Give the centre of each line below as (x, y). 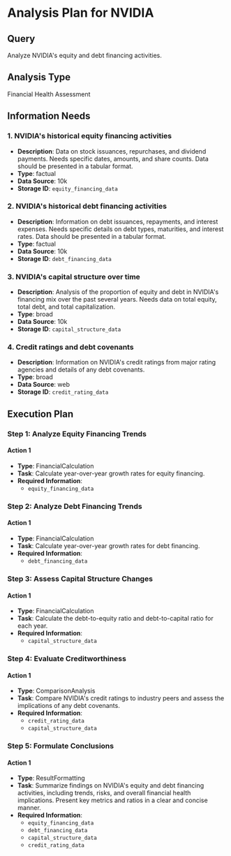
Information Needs (49, 116)
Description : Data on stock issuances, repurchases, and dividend (112, 151)
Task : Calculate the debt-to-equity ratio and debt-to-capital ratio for (115, 619)
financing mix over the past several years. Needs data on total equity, (117, 300)
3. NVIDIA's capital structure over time (74, 276)
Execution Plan (40, 414)
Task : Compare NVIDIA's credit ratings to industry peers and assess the (121, 698)
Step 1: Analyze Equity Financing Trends (77, 434)
